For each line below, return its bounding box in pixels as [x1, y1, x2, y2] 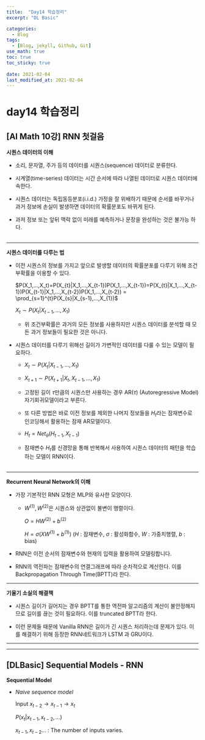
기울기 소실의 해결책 [6, 590, 54, 596]
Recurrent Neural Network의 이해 [6, 478, 91, 486]
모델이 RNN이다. [35, 453, 75, 461]
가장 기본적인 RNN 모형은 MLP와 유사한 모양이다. [15, 491, 133, 498]
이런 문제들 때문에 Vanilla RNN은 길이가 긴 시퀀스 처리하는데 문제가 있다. [15, 623, 188, 630]
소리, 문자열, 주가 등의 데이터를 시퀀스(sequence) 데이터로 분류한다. [15, 161, 178, 169]
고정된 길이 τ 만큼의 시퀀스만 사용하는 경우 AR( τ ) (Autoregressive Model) [24, 388, 199, 396]
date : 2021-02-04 [6, 71, 51, 77]
